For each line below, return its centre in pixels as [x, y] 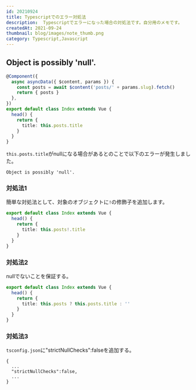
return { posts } [38, 93]
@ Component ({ [22, 76]
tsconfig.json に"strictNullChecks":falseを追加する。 [70, 350]
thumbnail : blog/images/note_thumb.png [55, 34]
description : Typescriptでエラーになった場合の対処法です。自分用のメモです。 [94, 22]
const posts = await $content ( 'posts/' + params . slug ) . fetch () [96, 87]
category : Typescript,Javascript [47, 39]
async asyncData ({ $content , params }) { [63, 82]
